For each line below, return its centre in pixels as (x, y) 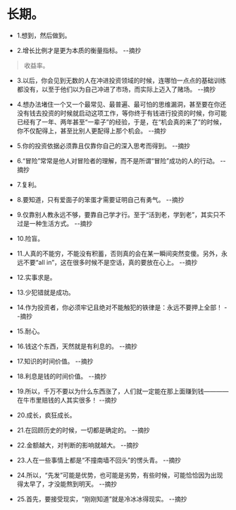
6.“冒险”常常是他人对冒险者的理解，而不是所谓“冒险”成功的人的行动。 (118, 160)
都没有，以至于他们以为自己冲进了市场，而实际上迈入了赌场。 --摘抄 (116, 89)
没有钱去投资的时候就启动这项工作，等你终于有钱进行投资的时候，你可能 (122, 113)
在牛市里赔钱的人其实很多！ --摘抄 (67, 400)
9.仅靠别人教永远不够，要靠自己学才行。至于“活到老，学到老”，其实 (115, 214)
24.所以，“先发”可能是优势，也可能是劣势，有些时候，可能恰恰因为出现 (120, 475)
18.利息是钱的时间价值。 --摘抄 (62, 376)
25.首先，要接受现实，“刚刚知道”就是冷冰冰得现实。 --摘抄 (102, 499)
